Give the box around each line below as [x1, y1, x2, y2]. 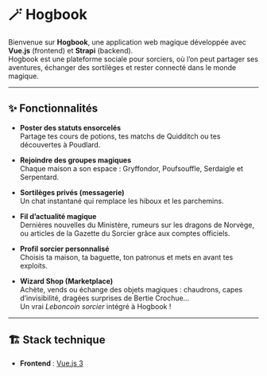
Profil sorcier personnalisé [19, 244, 110, 253]
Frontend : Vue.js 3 [19, 358, 83, 368]
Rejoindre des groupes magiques [19, 155, 132, 165]
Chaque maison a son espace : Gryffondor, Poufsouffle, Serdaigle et [19, 163, 244, 173]
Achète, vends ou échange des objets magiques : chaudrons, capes [19, 284, 243, 294]
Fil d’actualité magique [19, 211, 97, 221]
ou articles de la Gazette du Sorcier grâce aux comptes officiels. [19, 228, 230, 238]
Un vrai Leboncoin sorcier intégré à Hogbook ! [19, 301, 172, 311]
